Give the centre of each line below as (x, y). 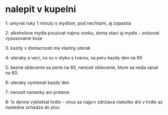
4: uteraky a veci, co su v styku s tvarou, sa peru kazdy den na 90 (74, 57)
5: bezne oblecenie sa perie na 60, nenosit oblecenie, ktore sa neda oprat (82, 67)
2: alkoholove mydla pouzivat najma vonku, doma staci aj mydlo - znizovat (82, 33)
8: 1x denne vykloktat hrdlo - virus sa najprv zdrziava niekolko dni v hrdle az (84, 102)
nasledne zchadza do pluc (33, 107)
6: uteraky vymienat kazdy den (37, 82)
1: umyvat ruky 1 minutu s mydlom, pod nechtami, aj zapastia (68, 23)
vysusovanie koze (24, 38)
